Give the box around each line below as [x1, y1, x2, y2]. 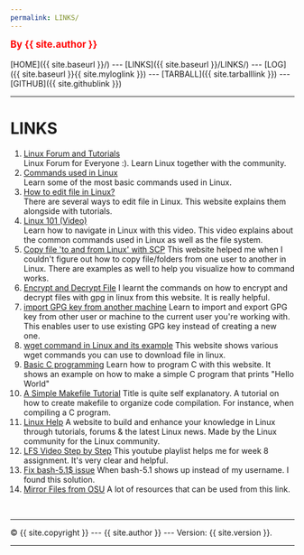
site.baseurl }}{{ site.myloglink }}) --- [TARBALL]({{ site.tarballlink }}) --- [22, 69, 291, 79]
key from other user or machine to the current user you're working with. [23, 310, 290, 321]
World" [23, 378, 51, 389]
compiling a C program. [23, 407, 111, 418]
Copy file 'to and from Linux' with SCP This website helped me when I [23, 244, 283, 254]
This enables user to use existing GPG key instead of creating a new [23, 320, 278, 331]
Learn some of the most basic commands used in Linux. [23, 177, 233, 188]
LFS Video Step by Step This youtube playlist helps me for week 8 [23, 445, 269, 456]
